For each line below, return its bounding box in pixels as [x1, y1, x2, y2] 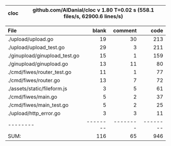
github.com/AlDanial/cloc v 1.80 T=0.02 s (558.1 [32, 7, 154, 13]
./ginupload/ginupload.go [8, 60, 69, 67]
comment [113, 27, 137, 34]
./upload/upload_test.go [8, 44, 65, 51]
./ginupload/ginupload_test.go [8, 52, 80, 59]
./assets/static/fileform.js [8, 85, 68, 92]
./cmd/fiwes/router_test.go [8, 68, 72, 76]
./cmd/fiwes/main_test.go [8, 101, 69, 108]
